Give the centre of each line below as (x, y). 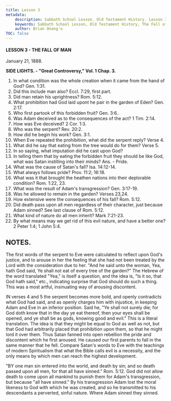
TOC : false (17, 34)
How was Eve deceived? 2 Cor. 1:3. (50, 124)
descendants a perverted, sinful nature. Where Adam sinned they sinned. (82, 393)
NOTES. (19, 242)
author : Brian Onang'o (39, 29)
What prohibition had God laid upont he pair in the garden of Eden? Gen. (89, 103)
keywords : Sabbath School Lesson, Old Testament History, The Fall (88, 24)
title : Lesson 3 (23, 10)
